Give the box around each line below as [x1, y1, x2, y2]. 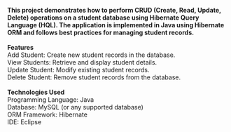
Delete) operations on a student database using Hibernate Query [7, 13, 199, 22]
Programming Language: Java [7, 95, 94, 104]
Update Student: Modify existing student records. [7, 66, 150, 74]
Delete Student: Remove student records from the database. [7, 73, 181, 81]
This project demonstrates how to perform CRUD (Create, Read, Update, [7, 6, 222, 14]
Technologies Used [7, 88, 65, 96]
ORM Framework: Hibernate [7, 110, 87, 119]
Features [7, 44, 34, 51]
